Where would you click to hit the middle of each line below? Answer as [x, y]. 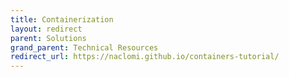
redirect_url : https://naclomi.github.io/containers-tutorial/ [145, 57]
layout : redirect [46, 29]
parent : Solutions [48, 38]
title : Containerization [62, 19]
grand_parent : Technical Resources [84, 47]
